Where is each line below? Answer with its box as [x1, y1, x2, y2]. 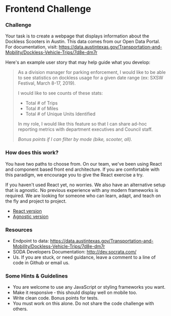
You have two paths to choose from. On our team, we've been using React [5, 161, 162, 167]
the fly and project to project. [5, 198, 67, 204]
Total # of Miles [25, 106, 59, 112]
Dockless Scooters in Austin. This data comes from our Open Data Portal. [5, 38, 160, 45]
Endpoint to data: [12, 238, 49, 244]
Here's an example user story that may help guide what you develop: [5, 60, 151, 66]
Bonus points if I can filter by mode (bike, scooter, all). [17, 136, 133, 143]
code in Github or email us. [12, 260, 70, 266]
